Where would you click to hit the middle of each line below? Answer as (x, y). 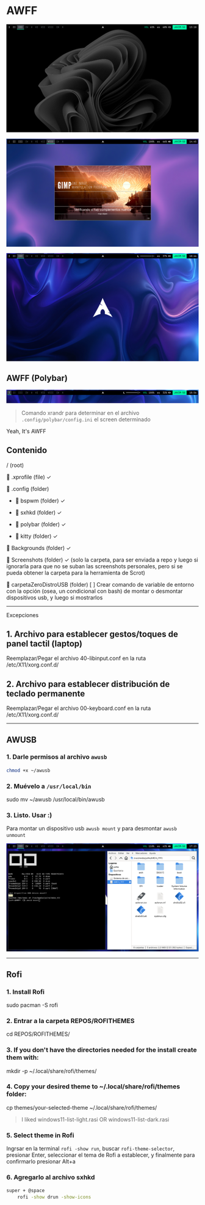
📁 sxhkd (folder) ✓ (38, 512)
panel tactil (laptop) (44, 644)
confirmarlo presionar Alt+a (41, 1162)
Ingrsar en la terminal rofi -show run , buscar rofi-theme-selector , (91, 1149)
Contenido (27, 450)
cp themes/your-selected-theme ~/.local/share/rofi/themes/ (82, 1107)
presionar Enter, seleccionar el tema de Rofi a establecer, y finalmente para (101, 1155)
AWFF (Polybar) (37, 378)
